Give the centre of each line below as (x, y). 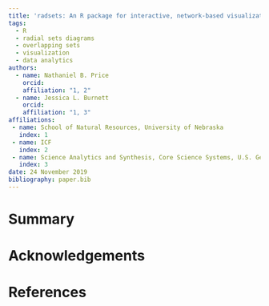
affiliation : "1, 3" (57, 113)
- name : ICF (32, 142)
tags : (17, 23)
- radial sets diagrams (55, 38)
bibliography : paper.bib (50, 180)
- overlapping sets (48, 46)
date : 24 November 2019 (48, 172)
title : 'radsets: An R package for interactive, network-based (116, 16)
